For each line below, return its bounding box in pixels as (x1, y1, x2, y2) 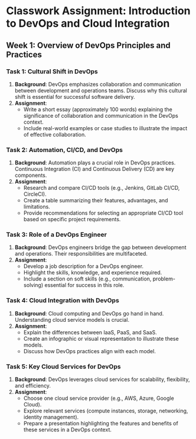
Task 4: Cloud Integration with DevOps (6, 296, 119, 305)
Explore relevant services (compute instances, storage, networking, (23, 407, 188, 415)
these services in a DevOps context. (23, 426, 112, 433)
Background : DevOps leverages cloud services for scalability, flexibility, (14, 376, 190, 383)
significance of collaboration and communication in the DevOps (23, 112, 178, 119)
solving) (23, 282, 44, 289)
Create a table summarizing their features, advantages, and (23, 197, 168, 204)
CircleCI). (23, 191, 47, 198)
